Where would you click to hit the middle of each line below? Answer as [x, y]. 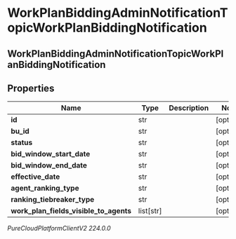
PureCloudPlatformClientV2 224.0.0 [59, 228]
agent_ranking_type [45, 189]
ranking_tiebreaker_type [53, 200]
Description [189, 108]
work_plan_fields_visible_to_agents [71, 211]
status [22, 143]
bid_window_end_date [49, 165]
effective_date [35, 177]
